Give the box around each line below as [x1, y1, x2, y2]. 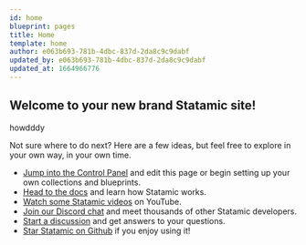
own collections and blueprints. [22, 177, 142, 188]
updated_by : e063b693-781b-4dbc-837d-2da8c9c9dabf [9, 56, 206, 65]
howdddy [9, 122, 46, 133]
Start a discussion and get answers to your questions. [22, 215, 226, 226]
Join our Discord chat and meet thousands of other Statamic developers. [22, 206, 298, 217]
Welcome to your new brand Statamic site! [9, 97, 257, 114]
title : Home [9, 30, 55, 39]
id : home [9, 13, 43, 23]
